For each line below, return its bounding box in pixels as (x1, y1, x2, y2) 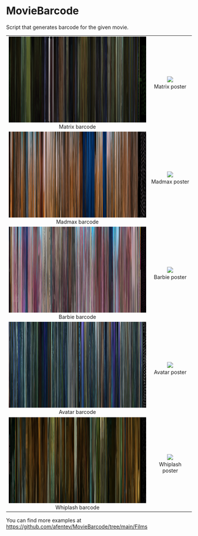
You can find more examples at (6, 517, 81, 524)
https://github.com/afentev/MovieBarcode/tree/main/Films (6, 523, 148, 530)
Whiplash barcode (55, 504, 100, 511)
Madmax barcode (55, 218, 99, 225)
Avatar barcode (58, 409, 96, 416)
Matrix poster (154, 83, 187, 90)
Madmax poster (151, 178, 190, 185)
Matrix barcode (58, 123, 96, 130)
